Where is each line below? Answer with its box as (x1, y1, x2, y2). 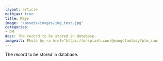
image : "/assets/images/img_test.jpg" (5, 20, 83, 25)
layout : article (5, 7, 38, 12)
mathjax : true (5, 12, 34, 16)
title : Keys (5, 16, 29, 21)
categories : (5, 25, 29, 30)
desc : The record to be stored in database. (5, 34, 97, 39)
